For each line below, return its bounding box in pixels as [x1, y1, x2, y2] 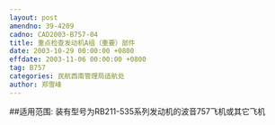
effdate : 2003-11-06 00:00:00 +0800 [9, 55, 146, 64]
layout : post [9, 13, 58, 22]
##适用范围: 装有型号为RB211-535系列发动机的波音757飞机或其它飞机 [9, 105, 266, 117]
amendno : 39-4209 [9, 22, 75, 31]
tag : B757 [9, 64, 47, 73]
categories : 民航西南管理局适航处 [9, 72, 125, 81]
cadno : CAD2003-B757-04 [9, 30, 99, 39]
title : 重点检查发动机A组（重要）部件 [9, 38, 136, 48]
